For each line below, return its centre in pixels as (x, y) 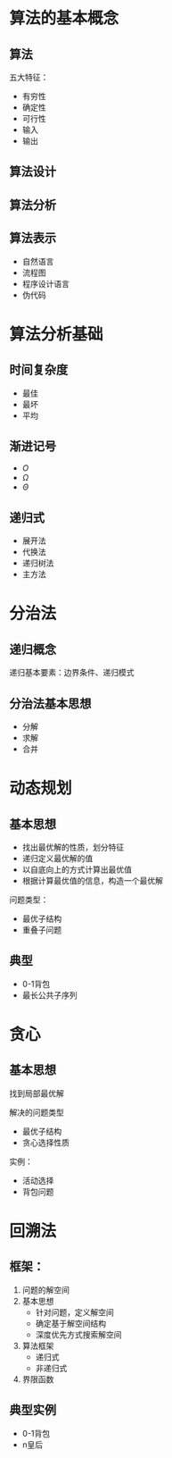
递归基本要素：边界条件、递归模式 (72, 673)
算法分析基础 (57, 334)
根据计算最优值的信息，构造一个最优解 (92, 881)
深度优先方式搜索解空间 (78, 1334)
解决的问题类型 (37, 1112)
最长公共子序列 (49, 995)
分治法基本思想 (50, 704)
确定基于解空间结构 (71, 1323)
